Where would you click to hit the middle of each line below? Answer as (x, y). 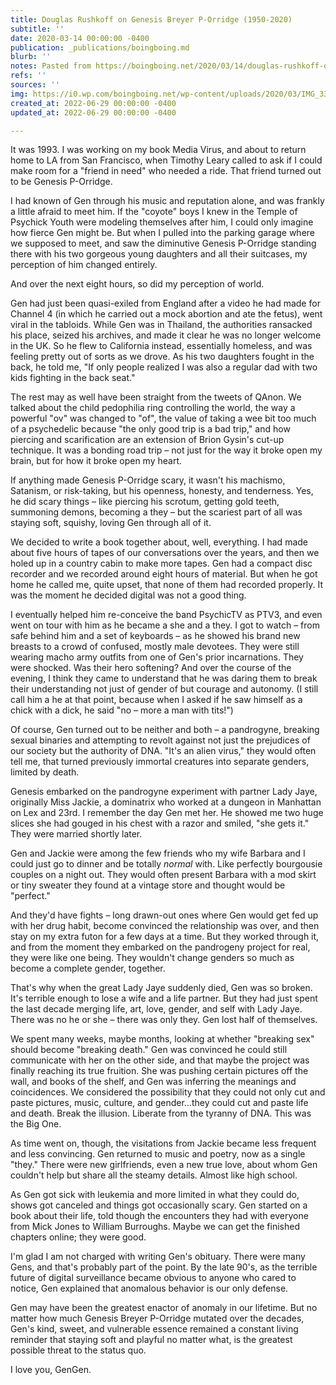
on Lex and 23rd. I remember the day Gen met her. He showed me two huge (167, 813)
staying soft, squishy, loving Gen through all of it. (111, 523)
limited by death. (45, 772)
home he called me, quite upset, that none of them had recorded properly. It (166, 585)
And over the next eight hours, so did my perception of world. (137, 284)
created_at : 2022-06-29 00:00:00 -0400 (93, 103)
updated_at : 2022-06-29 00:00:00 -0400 (93, 112)
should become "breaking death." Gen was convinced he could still (149, 1050)
